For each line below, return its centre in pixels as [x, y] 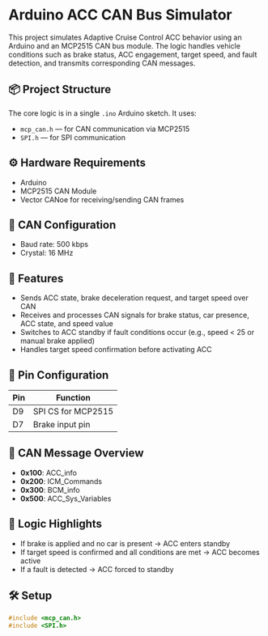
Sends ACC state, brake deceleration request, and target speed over [134, 298]
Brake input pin [62, 424]
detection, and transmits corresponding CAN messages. [102, 63]
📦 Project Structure [60, 89]
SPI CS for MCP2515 [73, 411]
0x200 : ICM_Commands [61, 481]
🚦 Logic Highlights [55, 524]
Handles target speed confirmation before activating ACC [116, 350]
